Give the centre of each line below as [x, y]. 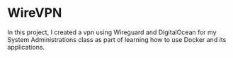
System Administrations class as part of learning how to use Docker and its [117, 39]
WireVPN [35, 13]
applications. [26, 47]
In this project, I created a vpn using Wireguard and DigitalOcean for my [112, 32]
